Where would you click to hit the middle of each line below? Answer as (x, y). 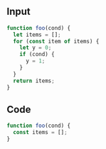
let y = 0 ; (36, 48)
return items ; (34, 81)
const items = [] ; (41, 133)
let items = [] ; (37, 35)
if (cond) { (37, 55)
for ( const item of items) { (56, 41)
